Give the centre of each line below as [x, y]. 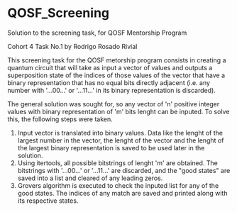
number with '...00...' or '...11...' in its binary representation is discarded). [112, 90]
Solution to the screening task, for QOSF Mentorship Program [97, 33]
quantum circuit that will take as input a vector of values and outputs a [110, 67]
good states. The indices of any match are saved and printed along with [122, 193]
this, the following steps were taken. [60, 119]
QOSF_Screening [59, 13]
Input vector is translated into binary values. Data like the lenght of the [120, 133]
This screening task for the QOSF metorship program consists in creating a [117, 60]
